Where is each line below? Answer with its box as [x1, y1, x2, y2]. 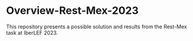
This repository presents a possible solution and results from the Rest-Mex [6, 23, 187, 30]
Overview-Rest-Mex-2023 [6, 4, 139, 17]
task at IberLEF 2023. [6, 29, 58, 36]
